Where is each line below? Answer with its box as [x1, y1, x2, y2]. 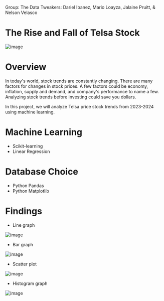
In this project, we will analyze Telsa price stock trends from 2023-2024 [5, 103, 154, 109]
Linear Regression [12, 148, 50, 155]
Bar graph [12, 241, 34, 247]
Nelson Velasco [5, 10, 38, 16]
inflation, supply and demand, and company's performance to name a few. [5, 88, 159, 94]
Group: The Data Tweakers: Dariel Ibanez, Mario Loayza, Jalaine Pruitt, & [5, 5, 155, 10]
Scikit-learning [12, 143, 43, 149]
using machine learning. [5, 109, 55, 115]
